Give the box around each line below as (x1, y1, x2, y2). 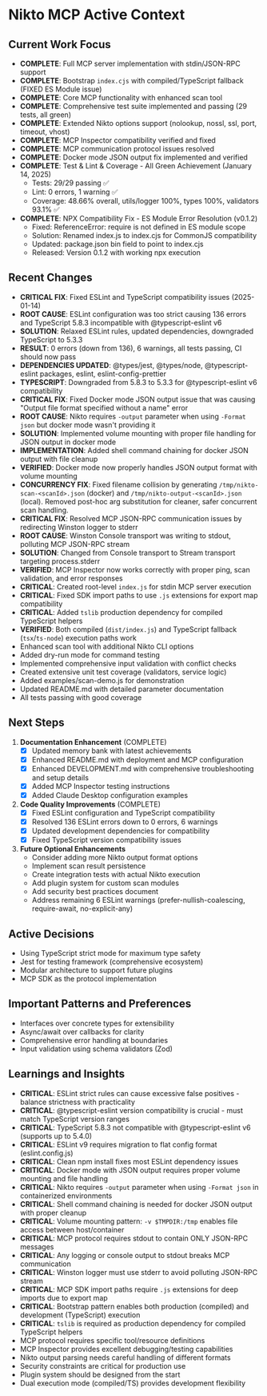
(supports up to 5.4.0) (19, 1131, 93, 1140)
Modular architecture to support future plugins (19, 965, 173, 975)
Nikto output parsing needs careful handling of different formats (19, 1353, 231, 1362)
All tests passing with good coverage (19, 692, 142, 702)
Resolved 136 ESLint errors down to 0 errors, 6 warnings (31, 817, 218, 827)
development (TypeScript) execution (19, 1309, 141, 1320)
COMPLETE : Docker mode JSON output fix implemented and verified (19, 152, 248, 162)
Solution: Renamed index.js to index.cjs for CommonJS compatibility (31, 231, 257, 240)
